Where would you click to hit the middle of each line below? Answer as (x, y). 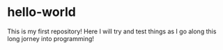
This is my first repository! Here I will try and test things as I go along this (112, 31)
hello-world (42, 12)
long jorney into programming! (51, 38)
